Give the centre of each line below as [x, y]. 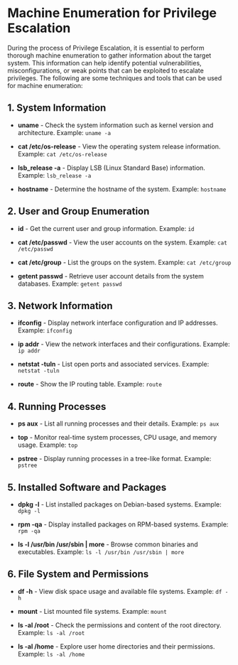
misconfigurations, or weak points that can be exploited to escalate [106, 70]
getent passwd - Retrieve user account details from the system [111, 276]
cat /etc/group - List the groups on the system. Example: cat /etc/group [124, 262]
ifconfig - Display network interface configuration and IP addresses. [118, 323]
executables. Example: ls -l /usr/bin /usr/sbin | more [101, 552]
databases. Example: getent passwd [70, 283]
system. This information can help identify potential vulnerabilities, [104, 63]
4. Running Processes [57, 406]
